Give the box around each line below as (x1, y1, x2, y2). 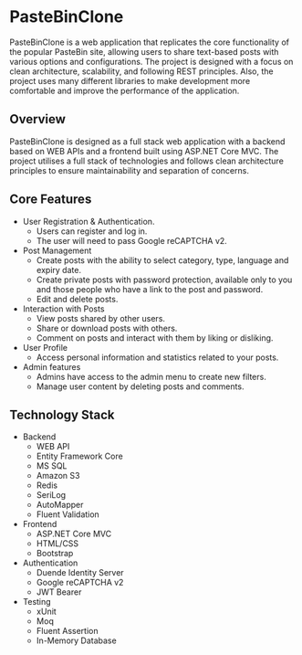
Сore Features (9, 192, 92, 207)
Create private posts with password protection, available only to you (36, 274, 293, 285)
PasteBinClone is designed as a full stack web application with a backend (9, 135, 286, 147)
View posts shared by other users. (36, 312, 166, 323)
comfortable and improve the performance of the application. (9, 85, 240, 96)
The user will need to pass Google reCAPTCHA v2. (36, 235, 228, 246)
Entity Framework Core (36, 450, 123, 462)
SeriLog (36, 490, 67, 501)
